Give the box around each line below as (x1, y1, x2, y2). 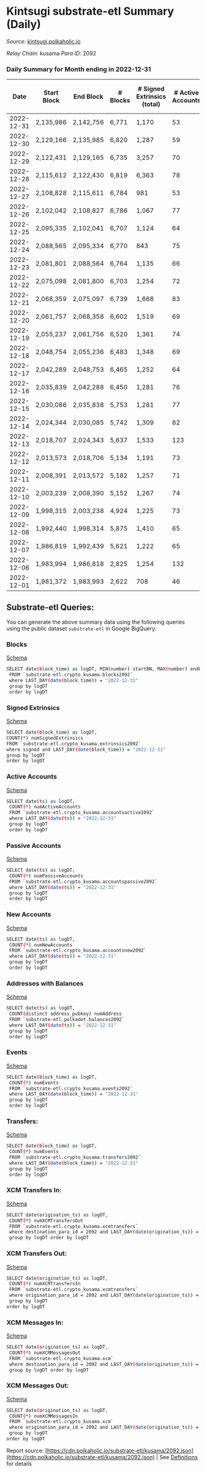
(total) (142, 100, 161, 109)
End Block (73, 92, 104, 101)
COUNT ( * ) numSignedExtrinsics (6, 735, 84, 741)
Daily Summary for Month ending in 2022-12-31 (6, 65, 151, 73)
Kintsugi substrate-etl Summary (6, 4, 175, 18)
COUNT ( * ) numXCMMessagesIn (9, 1413, 78, 1419)
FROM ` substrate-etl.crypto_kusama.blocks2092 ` (9, 671, 133, 678)
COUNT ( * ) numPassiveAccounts (9, 872, 84, 879)
